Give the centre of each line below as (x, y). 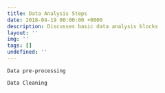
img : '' (18, 39)
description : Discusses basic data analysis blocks (82, 26)
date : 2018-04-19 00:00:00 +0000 (55, 20)
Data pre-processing (37, 71)
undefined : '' (27, 52)
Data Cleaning (27, 83)
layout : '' (23, 33)
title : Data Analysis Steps (47, 13)
